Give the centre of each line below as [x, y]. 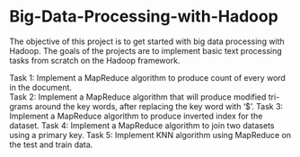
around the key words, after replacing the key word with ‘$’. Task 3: [159, 106]
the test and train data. [51, 144]
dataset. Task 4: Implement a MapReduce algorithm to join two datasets [142, 125]
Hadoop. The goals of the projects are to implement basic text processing [146, 50]
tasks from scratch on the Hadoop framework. [95, 60]
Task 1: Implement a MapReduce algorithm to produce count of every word [147, 77]
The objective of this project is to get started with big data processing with [147, 41]
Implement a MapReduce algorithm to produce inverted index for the [136, 116]
